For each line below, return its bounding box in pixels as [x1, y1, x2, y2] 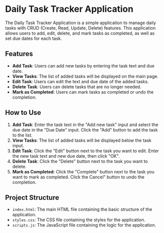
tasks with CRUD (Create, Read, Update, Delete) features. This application [5, 25, 156, 31]
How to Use [5, 108, 41, 117]
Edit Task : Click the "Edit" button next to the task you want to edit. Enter [12, 148, 159, 154]
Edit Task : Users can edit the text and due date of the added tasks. [12, 78, 149, 84]
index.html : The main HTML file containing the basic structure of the [12, 206, 152, 212]
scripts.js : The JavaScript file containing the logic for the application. [12, 222, 157, 228]
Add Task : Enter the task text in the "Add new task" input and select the [12, 122, 159, 128]
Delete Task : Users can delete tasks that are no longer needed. [12, 84, 142, 90]
